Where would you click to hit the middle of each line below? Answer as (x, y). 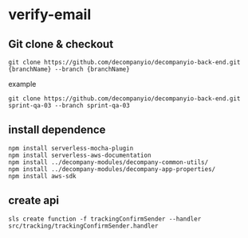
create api (34, 201)
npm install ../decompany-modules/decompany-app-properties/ (112, 169)
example (22, 84)
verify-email (50, 15)
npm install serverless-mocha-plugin (71, 148)
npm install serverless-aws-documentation (80, 155)
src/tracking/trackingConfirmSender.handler (83, 226)
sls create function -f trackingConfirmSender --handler (105, 219)
